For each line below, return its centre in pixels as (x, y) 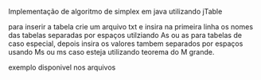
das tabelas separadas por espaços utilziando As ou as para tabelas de (125, 35)
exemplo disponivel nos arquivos (62, 67)
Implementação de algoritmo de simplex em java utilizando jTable (115, 11)
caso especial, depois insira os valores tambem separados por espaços (126, 44)
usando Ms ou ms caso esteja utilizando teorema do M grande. (111, 52)
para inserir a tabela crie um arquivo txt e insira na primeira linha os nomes (130, 27)
